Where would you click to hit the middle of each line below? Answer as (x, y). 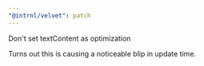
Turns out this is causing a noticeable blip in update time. (102, 53)
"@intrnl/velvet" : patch (50, 16)
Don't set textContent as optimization (70, 38)
